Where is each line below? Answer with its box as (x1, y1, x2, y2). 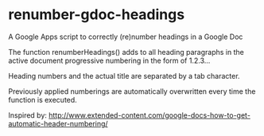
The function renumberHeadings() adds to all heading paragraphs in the (8, 47, 244, 56)
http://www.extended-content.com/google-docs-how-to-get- (49, 110, 250, 120)
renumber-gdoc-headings (8, 6, 185, 24)
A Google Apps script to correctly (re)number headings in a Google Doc (8, 32, 243, 41)
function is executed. (8, 95, 77, 104)
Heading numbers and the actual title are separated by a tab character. (8, 71, 240, 80)
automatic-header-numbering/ (8, 119, 109, 128)
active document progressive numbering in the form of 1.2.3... (8, 56, 211, 65)
